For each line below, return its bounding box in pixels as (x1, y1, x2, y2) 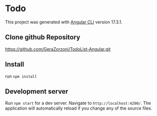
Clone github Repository (5, 33, 81, 41)
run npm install (5, 73, 37, 79)
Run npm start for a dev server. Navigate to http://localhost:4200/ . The (5, 100, 151, 106)
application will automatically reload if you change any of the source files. (5, 105, 152, 111)
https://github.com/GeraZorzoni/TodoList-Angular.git (5, 46, 111, 52)
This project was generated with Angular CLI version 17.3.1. (5, 19, 122, 25)
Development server (5, 87, 69, 96)
